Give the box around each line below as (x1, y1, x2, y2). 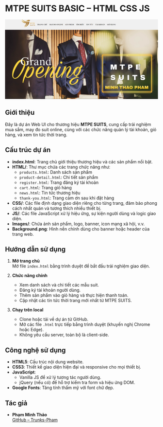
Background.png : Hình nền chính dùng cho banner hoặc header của (12, 226, 150, 231)
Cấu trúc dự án (5, 146, 51, 154)
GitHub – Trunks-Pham (12, 417, 58, 423)
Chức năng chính (12, 273, 48, 279)
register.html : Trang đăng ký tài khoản (19, 179, 98, 185)
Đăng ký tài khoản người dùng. (19, 287, 81, 293)
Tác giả (5, 399, 28, 407)
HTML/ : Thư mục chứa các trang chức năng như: (12, 164, 111, 170)
